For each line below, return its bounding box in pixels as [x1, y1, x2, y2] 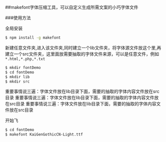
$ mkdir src [5, 79, 30, 84]
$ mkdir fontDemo [5, 65, 41, 70]
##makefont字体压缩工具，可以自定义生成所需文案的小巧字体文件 [5, 4, 139, 10]
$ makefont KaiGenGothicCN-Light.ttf [5, 132, 83, 137]
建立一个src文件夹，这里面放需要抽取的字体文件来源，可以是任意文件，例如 [5, 51, 160, 57]
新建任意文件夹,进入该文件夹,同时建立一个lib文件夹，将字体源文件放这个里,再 [5, 45, 162, 50]
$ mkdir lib [5, 74, 30, 79]
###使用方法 [5, 15, 31, 21]
